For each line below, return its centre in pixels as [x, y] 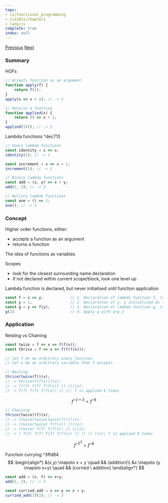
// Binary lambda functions [34, 178]
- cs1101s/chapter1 [25, 19]
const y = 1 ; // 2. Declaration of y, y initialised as [82, 302]
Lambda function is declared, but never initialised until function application [82, 288]
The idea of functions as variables [40, 254]
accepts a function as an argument [48, 239]
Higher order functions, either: [36, 229]
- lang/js [15, 24]
